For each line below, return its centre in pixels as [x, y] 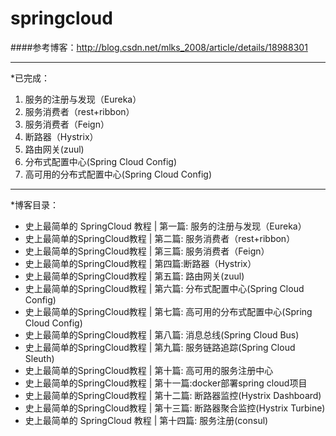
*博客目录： [35, 204]
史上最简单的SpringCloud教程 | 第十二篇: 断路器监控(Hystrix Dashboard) [173, 395]
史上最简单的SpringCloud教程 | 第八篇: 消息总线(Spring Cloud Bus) [162, 334]
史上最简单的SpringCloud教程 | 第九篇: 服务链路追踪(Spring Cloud [160, 347]
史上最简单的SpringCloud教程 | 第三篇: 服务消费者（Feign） [147, 251]
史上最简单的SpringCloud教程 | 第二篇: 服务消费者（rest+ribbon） [160, 238]
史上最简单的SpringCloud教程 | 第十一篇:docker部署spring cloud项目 [166, 383]
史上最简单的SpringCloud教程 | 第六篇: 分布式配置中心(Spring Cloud [164, 288]
